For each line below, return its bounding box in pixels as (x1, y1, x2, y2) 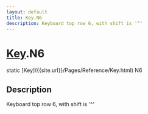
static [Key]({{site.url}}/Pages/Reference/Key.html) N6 (6, 66, 143, 74)
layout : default (6, 9, 48, 15)
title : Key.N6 (6, 15, 43, 21)
